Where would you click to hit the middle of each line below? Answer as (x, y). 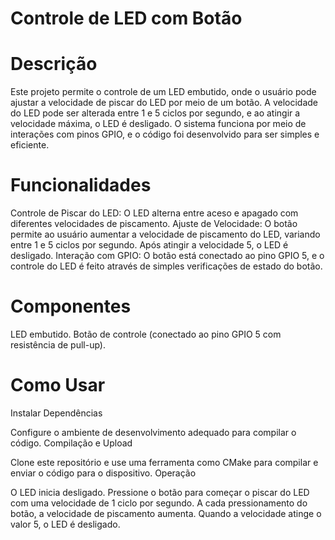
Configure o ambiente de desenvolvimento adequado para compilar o (153, 432)
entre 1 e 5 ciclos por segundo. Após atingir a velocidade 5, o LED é (149, 245)
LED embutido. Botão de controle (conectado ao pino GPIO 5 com (146, 334)
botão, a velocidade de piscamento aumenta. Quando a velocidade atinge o (166, 513)
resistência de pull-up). (58, 345)
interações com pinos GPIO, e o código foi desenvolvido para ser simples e (165, 134)
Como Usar (58, 385)
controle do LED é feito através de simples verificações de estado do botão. (166, 266)
